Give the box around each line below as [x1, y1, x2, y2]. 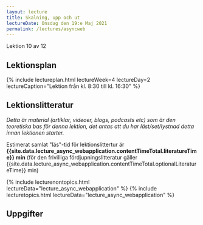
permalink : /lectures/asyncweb [6, 25, 86, 32]
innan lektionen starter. [6, 129, 64, 136]
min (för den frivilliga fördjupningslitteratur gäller [15, 153, 138, 161]
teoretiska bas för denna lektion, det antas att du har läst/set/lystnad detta [6, 123, 194, 130]
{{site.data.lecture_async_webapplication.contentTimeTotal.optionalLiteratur [6, 160, 197, 167]
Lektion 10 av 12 [6, 42, 47, 50]
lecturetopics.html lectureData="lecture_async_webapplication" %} [6, 191, 175, 198]
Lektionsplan [6, 60, 57, 70]
